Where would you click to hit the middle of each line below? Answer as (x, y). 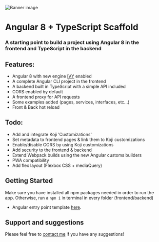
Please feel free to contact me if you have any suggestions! (65, 234)
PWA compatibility (30, 160)
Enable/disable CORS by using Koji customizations (63, 144)
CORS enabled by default (38, 91)
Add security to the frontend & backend (52, 150)
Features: (20, 64)
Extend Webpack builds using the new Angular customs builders (77, 155)
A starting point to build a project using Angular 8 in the (72, 42)
